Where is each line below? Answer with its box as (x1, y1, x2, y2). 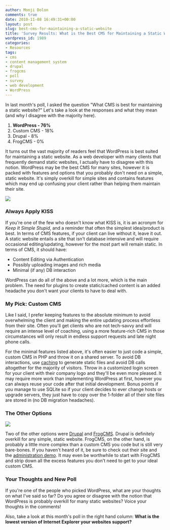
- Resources (5, 45, 30, 50)
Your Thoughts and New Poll (5, 476, 77, 483)
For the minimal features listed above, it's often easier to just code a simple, (5, 348, 163, 355)
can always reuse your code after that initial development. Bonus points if (5, 381, 158, 387)
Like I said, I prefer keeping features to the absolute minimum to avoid (5, 312, 151, 318)
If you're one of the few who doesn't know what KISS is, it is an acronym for (5, 219, 163, 226)
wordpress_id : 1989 (5, 36, 47, 41)
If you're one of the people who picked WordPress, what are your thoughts (5, 487, 161, 493)
